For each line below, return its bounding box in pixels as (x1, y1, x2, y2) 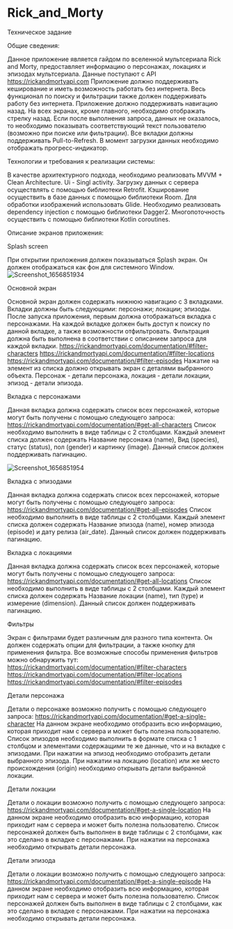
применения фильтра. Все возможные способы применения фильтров (7, 648, 218, 656)
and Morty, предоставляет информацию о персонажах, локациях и (7, 62, 207, 70)
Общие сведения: (7, 41, 61, 49)
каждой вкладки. (7, 341, 58, 350)
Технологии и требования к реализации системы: (7, 157, 155, 165)
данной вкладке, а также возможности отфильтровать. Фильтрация (7, 327, 210, 335)
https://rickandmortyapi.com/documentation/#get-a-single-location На (7, 806, 211, 814)
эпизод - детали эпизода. (7, 378, 83, 387)
